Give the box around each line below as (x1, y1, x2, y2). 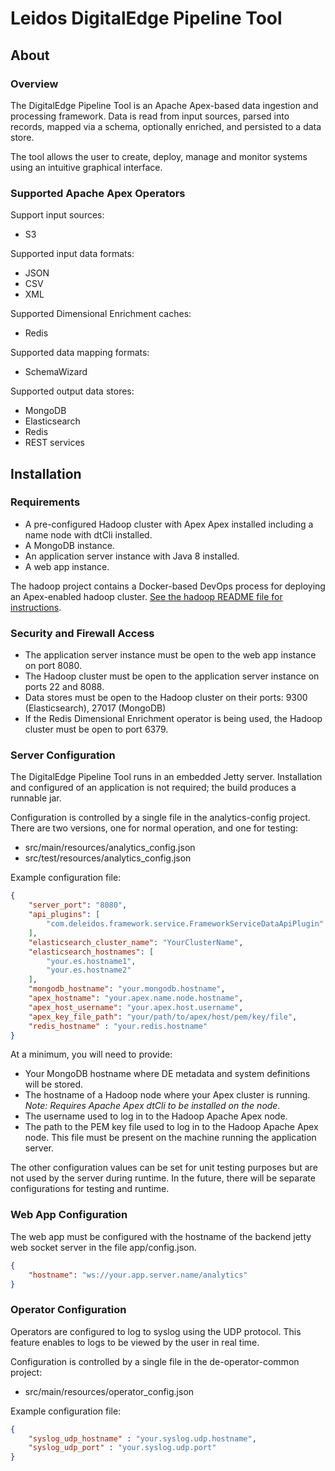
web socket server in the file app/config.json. (10, 1241, 197, 1253)
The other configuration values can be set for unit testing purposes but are (10, 1162, 318, 1174)
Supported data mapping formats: (10, 347, 150, 359)
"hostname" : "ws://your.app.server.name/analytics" (28, 1270, 248, 1280)
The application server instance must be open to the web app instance (24, 649, 317, 661)
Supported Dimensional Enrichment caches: (10, 308, 192, 320)
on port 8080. (24, 660, 83, 672)
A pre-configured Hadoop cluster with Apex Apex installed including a (24, 518, 314, 530)
